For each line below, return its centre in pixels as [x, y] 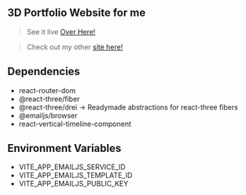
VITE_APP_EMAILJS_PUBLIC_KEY [73, 184]
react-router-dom [47, 90]
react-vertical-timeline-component [75, 124]
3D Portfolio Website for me [77, 13]
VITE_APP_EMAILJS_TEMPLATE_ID [75, 175]
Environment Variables [64, 148]
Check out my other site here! [75, 47]
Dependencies [44, 72]
